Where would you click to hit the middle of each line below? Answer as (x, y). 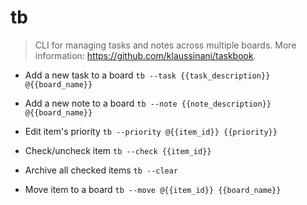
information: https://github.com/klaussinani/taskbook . (145, 55)
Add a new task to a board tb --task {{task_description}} (147, 75)
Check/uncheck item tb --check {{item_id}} (118, 150)
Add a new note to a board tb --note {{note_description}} (148, 103)
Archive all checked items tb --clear (101, 170)
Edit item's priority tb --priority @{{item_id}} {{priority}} (151, 131)
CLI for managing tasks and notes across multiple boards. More (165, 45)
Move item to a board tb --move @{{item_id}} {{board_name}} (153, 189)
